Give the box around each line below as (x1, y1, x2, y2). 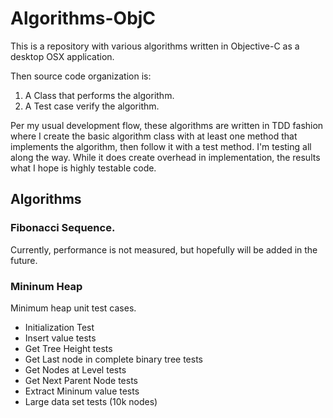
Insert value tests (24, 332, 97, 344)
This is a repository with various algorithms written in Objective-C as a (10, 40, 300, 52)
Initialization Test (24, 321, 95, 333)
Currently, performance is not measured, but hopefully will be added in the (10, 243, 318, 256)
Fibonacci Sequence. (10, 221, 116, 235)
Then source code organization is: (10, 70, 152, 82)
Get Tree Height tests (24, 342, 113, 354)
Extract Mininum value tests (24, 385, 140, 397)
